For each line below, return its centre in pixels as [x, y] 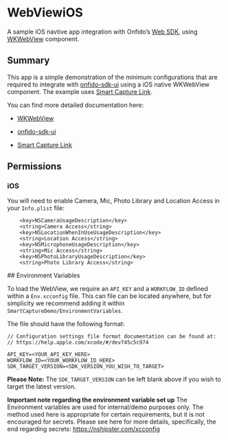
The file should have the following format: [66, 324]
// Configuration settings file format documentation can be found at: [112, 337]
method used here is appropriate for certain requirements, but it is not [106, 415]
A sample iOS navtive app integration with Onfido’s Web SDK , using [102, 32]
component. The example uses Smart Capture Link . [80, 91]
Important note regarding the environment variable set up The [97, 400]
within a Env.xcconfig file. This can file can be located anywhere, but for [109, 296]
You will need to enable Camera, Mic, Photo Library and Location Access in [113, 201]
